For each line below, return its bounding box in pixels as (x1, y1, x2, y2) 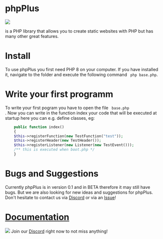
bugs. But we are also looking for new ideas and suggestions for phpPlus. (5, 189, 153, 195)
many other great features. (5, 33, 59, 39)
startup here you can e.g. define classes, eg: (5, 115, 95, 121)
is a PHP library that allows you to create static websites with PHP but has (5, 28, 154, 34)
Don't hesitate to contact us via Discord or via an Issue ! (5, 194, 116, 200)
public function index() (14, 125, 64, 129)
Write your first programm (5, 89, 114, 100)
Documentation (5, 212, 70, 223)
